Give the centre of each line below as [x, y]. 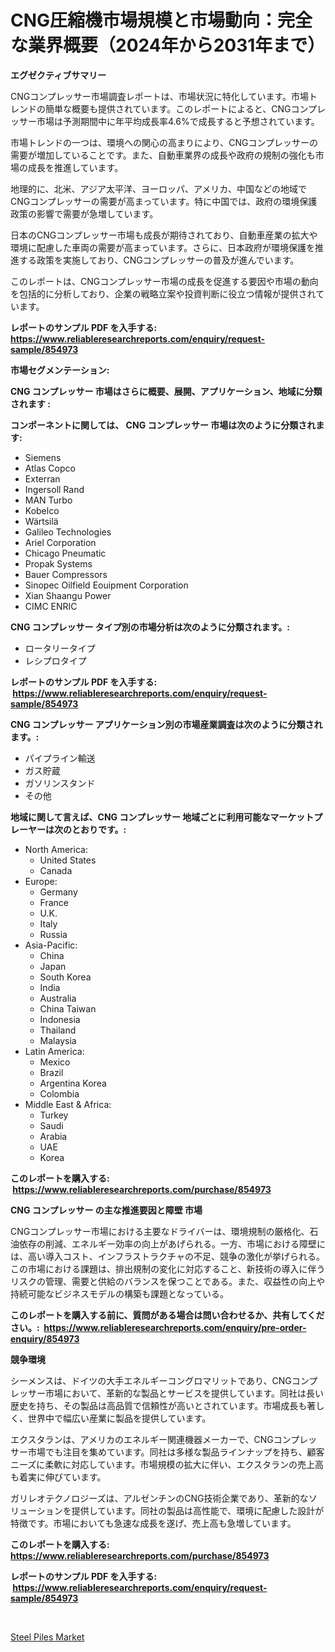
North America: [56, 849]
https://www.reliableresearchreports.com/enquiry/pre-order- [175, 1327]
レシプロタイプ [55, 660]
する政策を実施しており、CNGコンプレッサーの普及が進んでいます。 [159, 260]
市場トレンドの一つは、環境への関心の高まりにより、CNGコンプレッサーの [164, 142]
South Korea [65, 977]
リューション [36, 1510]
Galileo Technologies [68, 532]
